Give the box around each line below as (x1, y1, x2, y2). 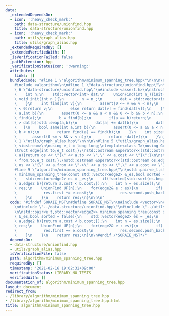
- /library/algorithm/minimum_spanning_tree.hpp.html (5, 298, 121, 303)
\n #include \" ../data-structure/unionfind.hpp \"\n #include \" (14, 204, 147, 209)
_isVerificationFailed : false (10, 54, 73, 60)
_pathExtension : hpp (10, 59, 53, 64)
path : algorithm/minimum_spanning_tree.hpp (10, 256, 102, 261)
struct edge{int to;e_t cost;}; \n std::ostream (14, 148, 114, 153)
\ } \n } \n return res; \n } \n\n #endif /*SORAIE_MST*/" (14, 233, 147, 238)
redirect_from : (5, 289, 37, 294)
